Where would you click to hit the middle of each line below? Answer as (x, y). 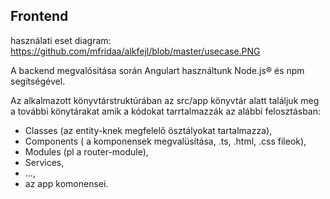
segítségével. (38, 81)
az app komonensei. (66, 183)
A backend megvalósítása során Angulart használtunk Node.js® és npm (157, 70)
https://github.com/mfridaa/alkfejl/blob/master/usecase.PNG (135, 51)
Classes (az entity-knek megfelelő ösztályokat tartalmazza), (148, 130)
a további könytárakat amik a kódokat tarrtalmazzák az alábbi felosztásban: (166, 111)
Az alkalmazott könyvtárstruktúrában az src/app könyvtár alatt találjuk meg (165, 100)
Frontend (39, 16)
